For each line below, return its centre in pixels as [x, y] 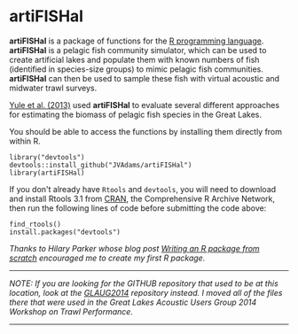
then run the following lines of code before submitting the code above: [138, 208]
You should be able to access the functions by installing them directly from [145, 131]
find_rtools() [35, 224]
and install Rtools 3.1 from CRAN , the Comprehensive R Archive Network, [142, 198]
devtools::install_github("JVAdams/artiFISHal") [101, 165]
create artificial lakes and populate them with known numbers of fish [134, 59]
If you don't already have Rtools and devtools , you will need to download [143, 189]
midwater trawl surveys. [53, 88]
